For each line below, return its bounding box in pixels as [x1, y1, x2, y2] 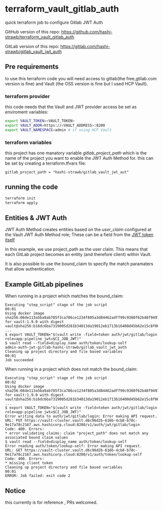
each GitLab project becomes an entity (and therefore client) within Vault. [5, 252, 152, 257]
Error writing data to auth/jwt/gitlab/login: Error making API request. [5, 414, 158, 419]
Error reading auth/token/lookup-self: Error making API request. [5, 443, 142, 449]
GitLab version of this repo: [5, 43, 60, 49]
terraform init [5, 196, 36, 201]
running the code [5, 183, 58, 191]
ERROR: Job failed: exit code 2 [5, 474, 70, 478]
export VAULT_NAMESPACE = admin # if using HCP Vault [5, 127, 112, 132]
